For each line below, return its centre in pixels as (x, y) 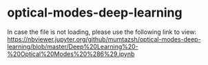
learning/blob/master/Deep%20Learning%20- (73, 46)
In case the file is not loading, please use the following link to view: (102, 32)
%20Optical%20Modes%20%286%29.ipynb (71, 54)
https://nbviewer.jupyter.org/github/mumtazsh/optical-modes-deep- (104, 39)
